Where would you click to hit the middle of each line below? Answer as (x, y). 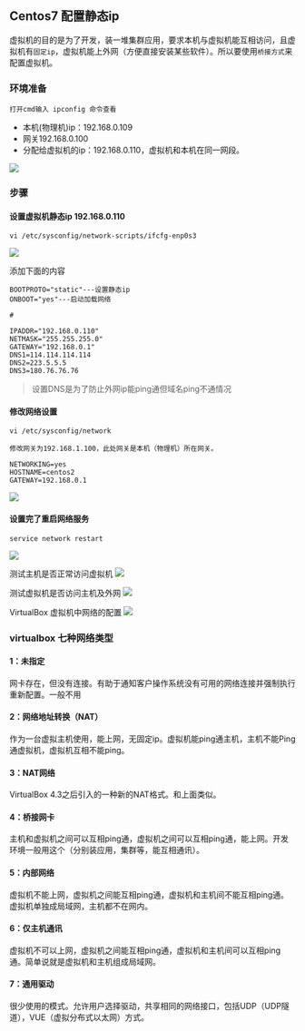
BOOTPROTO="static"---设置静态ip (70, 290)
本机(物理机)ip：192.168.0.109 (78, 128)
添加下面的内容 (37, 271)
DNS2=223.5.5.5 (38, 363)
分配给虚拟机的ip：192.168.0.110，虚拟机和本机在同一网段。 (133, 150)
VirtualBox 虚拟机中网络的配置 (66, 612)
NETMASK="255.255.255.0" (56, 339)
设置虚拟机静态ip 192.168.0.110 (67, 216)
